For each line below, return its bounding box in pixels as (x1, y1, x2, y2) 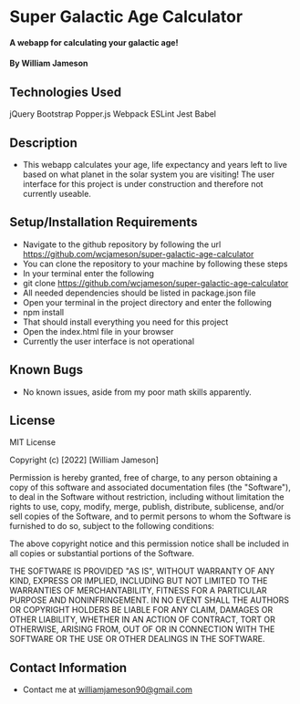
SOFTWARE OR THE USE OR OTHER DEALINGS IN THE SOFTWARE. (9, 634, 265, 645)
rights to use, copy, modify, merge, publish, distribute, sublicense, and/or (9, 502, 284, 512)
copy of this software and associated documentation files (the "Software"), (9, 481, 292, 493)
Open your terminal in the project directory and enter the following (22, 296, 272, 307)
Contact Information (9, 659, 128, 676)
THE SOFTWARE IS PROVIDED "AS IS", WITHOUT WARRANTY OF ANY (9, 565, 275, 576)
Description (9, 135, 78, 150)
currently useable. (22, 189, 91, 199)
